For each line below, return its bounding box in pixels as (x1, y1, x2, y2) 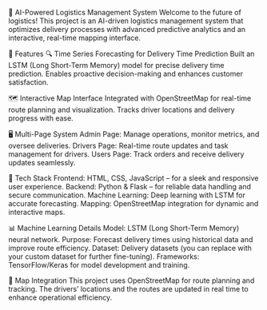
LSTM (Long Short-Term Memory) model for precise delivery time (8, 61, 225, 70)
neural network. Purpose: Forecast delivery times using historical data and (8, 235, 253, 244)
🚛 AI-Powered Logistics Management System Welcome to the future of (8, 8, 241, 17)
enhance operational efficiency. (8, 292, 113, 302)
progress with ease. (8, 113, 74, 123)
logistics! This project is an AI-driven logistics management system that (8, 16, 244, 26)
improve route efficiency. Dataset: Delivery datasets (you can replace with (8, 244, 252, 252)
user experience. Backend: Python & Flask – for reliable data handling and (8, 182, 252, 191)
